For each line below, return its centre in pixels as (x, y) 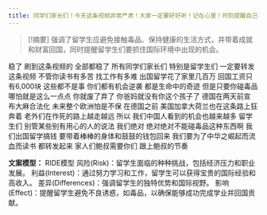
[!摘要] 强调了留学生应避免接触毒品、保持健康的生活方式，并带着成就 (140, 39)
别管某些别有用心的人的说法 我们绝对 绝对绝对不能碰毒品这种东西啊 (133, 126)
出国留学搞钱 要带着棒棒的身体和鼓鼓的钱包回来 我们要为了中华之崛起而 (132, 135)
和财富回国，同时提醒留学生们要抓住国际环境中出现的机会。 (125, 49)
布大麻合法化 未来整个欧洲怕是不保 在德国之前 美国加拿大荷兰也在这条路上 (130, 106)
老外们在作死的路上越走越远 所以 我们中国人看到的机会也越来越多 (130, 115)
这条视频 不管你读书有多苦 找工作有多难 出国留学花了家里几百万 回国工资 (127, 76)
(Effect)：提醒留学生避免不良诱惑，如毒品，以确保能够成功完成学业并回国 (128, 193)
